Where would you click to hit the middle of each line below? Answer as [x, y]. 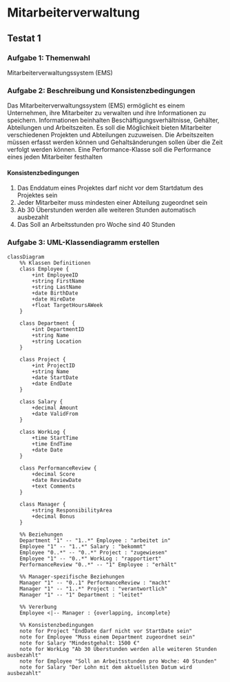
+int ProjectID [54, 365]
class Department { [48, 323]
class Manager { [43, 504]
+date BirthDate [55, 293]
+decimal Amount [55, 408]
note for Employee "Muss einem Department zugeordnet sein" [107, 637]
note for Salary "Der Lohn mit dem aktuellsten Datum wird [106, 667]
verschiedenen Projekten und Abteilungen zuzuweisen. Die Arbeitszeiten [111, 135]
